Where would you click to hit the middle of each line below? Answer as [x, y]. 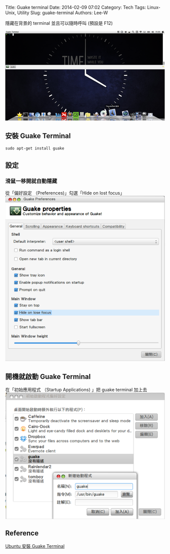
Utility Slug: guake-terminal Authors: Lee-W [62, 13]
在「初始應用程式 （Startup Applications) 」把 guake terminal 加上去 [76, 389]
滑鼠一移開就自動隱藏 [31, 181]
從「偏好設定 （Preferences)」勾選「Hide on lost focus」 [65, 193]
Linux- [154, 7]
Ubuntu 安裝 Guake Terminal [35, 546]
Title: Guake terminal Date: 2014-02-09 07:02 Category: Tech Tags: [76, 7]
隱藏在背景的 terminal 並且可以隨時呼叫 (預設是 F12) [59, 23]
